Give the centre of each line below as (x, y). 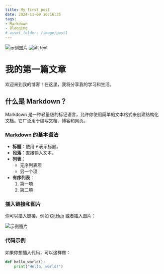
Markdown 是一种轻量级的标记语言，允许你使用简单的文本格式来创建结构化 (82, 114)
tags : (11, 19)
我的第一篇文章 (36, 70)
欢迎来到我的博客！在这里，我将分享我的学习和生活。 (60, 84)
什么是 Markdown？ (36, 102)
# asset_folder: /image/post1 (37, 33)
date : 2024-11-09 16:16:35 (33, 14)
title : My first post (28, 10)
